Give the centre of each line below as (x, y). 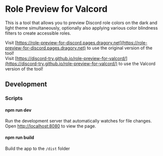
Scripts (14, 98)
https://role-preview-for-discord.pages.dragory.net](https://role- (82, 42)
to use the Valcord (137, 63)
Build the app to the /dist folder (38, 148)
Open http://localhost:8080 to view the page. (51, 126)
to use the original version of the (120, 48)
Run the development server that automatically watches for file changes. (79, 121)
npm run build (20, 138)
